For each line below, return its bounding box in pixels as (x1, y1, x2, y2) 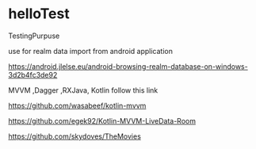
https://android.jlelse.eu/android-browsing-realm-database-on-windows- (8, 61, 248, 71)
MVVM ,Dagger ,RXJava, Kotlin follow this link (8, 85, 159, 95)
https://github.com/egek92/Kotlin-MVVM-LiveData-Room (8, 116, 197, 125)
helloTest (8, 5, 70, 23)
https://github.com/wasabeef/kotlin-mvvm (8, 101, 147, 110)
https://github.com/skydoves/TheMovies (8, 132, 141, 141)
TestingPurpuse (8, 31, 60, 40)
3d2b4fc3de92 (8, 70, 58, 79)
